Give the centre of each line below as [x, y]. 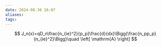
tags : [11, 19]
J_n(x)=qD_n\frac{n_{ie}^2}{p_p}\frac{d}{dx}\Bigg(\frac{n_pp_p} [89, 34]
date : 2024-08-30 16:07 [30, 10]
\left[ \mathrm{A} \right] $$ [109, 39]
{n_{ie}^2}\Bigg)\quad [57, 39]
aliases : [14, 15]
